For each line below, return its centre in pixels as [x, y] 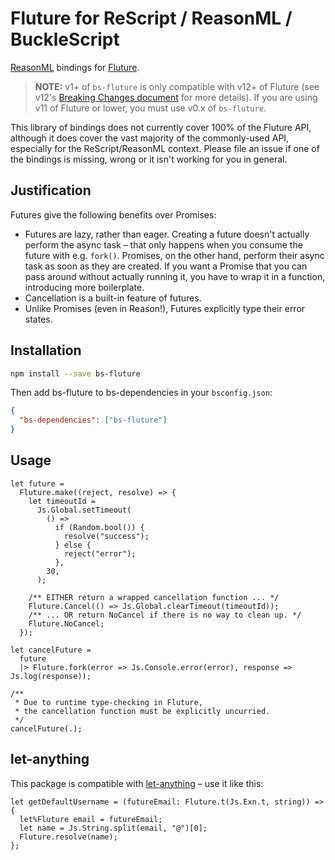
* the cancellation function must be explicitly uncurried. [142, 711]
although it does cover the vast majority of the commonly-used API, [150, 138]
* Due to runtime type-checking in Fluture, [108, 702]
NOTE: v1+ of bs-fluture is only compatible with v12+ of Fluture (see [177, 86]
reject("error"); [100, 553]
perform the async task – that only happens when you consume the [163, 244]
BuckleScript [65, 39]
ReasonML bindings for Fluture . [75, 67]
